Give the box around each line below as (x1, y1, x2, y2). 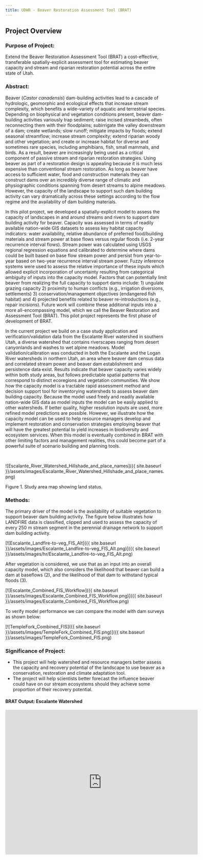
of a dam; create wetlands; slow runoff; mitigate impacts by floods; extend (5, 127, 163, 134)
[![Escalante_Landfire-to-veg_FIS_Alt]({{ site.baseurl (5, 540, 116, 546)
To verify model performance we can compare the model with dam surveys (5, 608, 165, 614)
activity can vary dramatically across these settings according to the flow (5, 193, 160, 199)
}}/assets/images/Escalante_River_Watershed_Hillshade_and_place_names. (5, 468, 165, 474)
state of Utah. (5, 70, 34, 76)
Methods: (5, 496, 30, 503)
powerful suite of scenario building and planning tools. (5, 443, 120, 449)
